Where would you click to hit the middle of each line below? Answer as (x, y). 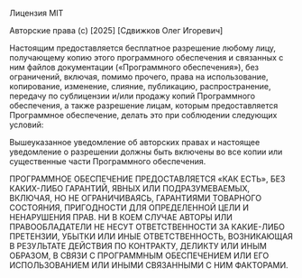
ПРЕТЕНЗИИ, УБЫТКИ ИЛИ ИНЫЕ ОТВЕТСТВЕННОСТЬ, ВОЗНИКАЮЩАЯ (151, 236)
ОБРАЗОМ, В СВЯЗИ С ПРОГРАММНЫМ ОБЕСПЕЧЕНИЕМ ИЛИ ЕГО (139, 255)
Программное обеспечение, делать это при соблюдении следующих (143, 115)
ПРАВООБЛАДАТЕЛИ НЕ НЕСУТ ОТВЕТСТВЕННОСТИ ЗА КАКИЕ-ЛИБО (147, 227)
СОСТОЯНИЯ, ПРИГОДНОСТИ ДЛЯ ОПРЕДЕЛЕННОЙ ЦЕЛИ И (129, 208)
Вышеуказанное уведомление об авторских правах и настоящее (135, 142)
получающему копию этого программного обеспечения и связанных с (146, 57)
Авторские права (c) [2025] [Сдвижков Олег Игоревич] (116, 30)
